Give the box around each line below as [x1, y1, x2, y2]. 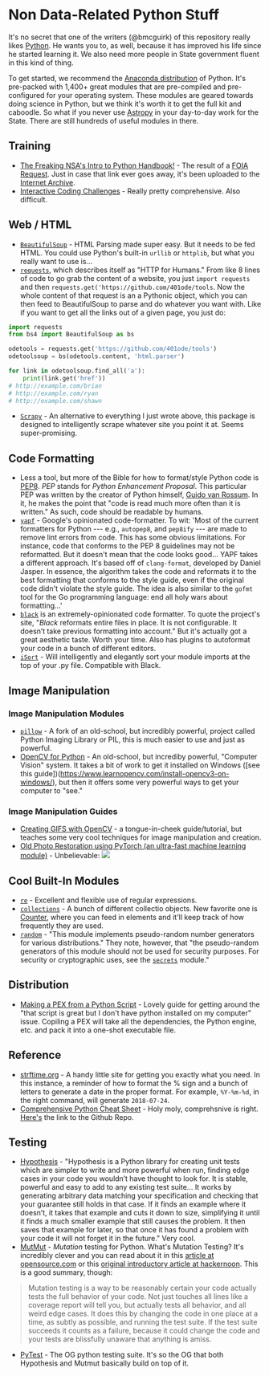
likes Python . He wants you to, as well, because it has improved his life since [8, 40, 262, 50]
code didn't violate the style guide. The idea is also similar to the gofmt [19, 584, 254, 593]
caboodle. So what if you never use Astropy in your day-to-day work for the [8, 107, 259, 117]
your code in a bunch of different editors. [19, 644, 157, 653]
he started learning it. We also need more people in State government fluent [8, 49, 259, 59]
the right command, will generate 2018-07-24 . [19, 1095, 170, 1105]
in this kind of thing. [8, 58, 74, 67]
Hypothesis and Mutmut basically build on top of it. [19, 1358, 190, 1368]
